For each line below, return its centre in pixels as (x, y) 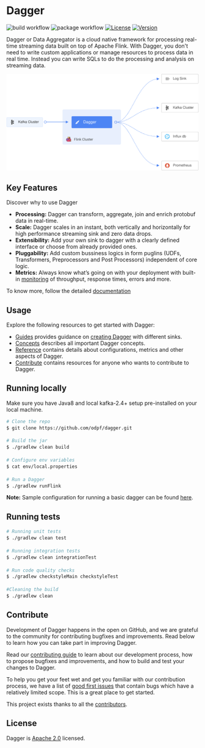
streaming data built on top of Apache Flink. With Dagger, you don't (103, 46)
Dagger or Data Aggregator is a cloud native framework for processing (95, 39)
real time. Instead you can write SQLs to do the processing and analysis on (100, 59)
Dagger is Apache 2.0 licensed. (46, 738)
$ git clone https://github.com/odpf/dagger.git (69, 428)
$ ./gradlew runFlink (34, 486)
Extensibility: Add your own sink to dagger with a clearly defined (97, 240)
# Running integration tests (43, 551)
